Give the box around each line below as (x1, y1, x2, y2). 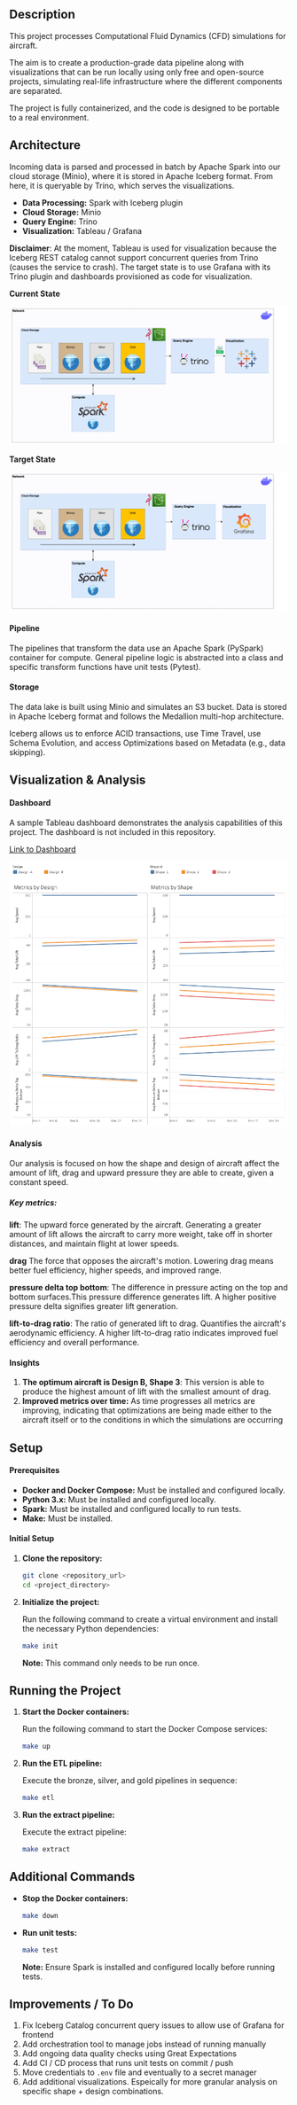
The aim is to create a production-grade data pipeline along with (9, 57, 245, 67)
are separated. (9, 85, 63, 96)
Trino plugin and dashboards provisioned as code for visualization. (9, 270, 253, 282)
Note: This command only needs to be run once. (21, 1657, 200, 1668)
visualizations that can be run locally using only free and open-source (9, 66, 264, 77)
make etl (21, 1794, 55, 1803)
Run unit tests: (21, 1927, 78, 1937)
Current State (9, 288, 60, 299)
